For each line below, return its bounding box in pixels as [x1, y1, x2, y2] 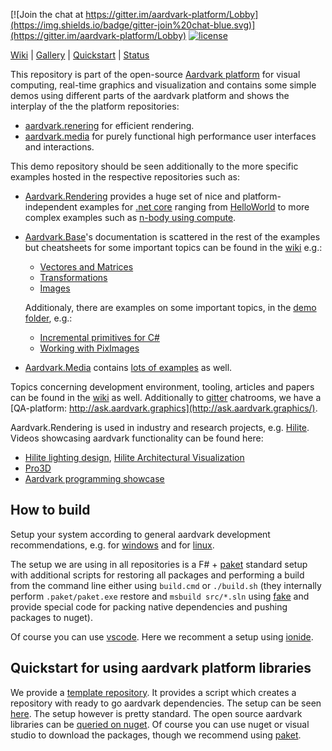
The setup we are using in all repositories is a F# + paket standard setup [10, 558, 308, 570]
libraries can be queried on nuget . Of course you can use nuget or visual [10, 718, 310, 730]
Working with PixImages [39, 342, 140, 354]
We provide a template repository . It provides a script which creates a [10, 686, 297, 698]
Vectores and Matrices [39, 261, 134, 273]
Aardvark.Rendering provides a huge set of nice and [24, 190, 241, 202]
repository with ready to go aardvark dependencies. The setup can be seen [10, 697, 322, 709]
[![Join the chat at [10, 9, 84, 20]
